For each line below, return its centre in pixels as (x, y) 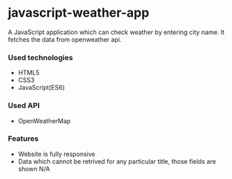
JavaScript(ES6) (41, 88)
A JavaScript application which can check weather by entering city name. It (116, 32)
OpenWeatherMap (44, 120)
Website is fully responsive (57, 154)
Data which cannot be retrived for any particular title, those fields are (117, 161)
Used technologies (40, 57)
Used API (24, 106)
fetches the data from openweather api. (65, 39)
